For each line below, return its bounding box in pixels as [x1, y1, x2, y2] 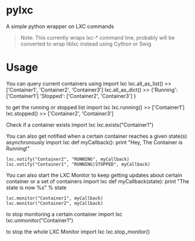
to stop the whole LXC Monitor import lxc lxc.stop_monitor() [6, 228, 150, 235]
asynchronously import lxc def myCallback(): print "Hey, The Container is [6, 138, 183, 146]
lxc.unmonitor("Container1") [6, 216, 74, 223]
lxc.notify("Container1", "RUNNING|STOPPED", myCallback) [6, 161, 150, 167]
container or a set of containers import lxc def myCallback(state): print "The [6, 177, 189, 184]
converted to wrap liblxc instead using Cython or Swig [20, 40, 152, 47]
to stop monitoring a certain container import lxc [6, 211, 123, 218]
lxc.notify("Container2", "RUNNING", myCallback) [6, 156, 130, 162]
